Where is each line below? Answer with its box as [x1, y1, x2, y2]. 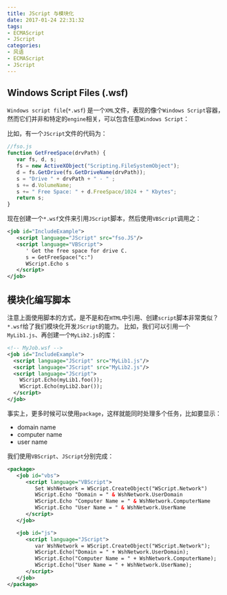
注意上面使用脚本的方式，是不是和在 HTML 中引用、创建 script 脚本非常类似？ [7, 313, 219, 322]
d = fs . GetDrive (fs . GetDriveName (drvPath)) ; [16, 168, 147, 176]
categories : [7, 42, 41, 49]
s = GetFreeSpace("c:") [25, 253, 94, 261]
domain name [17, 422, 56, 431]
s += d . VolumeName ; [16, 182, 72, 188]
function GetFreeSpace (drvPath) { [7, 150, 107, 157]
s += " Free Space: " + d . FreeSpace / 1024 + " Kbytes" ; [16, 188, 177, 195]
